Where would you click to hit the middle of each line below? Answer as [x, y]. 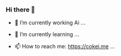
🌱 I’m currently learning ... [47, 34]
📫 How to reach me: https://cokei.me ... [64, 46]
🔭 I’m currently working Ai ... [50, 23]
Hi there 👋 [21, 10]
